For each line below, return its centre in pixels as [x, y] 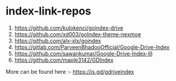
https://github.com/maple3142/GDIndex [64, 60]
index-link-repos [48, 11]
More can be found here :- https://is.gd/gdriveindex [70, 71]
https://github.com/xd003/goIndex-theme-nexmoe [78, 34]
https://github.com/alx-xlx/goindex [57, 40]
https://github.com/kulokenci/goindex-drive [69, 28]
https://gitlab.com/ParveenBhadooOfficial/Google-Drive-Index [92, 47]
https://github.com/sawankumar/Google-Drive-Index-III [83, 53]
